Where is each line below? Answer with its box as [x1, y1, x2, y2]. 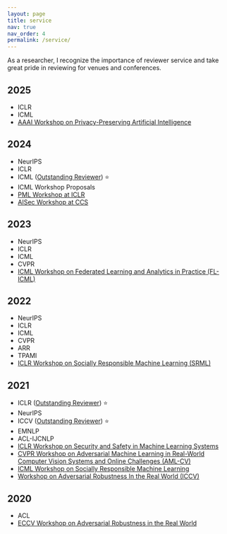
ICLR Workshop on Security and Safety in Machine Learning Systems [17, 442, 219, 451]
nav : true [7, 23, 37, 30]
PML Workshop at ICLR [17, 190, 85, 199]
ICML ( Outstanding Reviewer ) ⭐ [17, 173, 110, 181]
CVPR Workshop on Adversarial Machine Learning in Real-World [17, 450, 205, 458]
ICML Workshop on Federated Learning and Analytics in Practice [17, 267, 207, 276]
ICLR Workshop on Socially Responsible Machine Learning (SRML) [17, 359, 211, 368]
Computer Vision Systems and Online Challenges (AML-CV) [17, 457, 192, 465]
